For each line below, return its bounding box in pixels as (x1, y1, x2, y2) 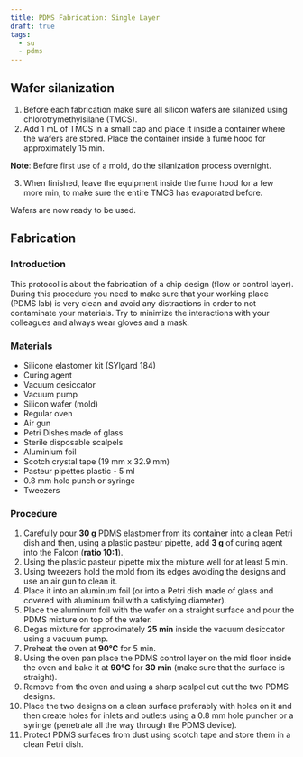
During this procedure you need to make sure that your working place (10, 288, 269, 299)
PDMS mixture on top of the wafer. (23, 614, 152, 625)
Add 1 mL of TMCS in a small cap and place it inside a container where (23, 123, 286, 134)
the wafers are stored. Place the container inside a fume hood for (23, 133, 266, 144)
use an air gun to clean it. (23, 575, 118, 587)
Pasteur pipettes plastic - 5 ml (23, 465, 135, 476)
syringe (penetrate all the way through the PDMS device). (23, 720, 237, 731)
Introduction (10, 258, 66, 271)
